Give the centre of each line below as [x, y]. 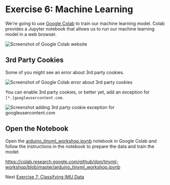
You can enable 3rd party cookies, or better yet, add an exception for [77, 92]
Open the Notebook [37, 129]
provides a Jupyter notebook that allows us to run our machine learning [80, 28]
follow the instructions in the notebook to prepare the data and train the [80, 146]
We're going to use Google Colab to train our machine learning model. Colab [85, 23]
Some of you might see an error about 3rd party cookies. [65, 72]
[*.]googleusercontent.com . [35, 97]
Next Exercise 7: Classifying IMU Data [45, 177]
